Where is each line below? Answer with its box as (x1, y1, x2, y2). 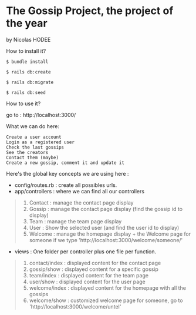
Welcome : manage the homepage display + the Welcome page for (29, 230, 191, 237)
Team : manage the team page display (29, 217, 122, 224)
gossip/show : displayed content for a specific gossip (29, 266, 158, 273)
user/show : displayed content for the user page (29, 278, 146, 285)
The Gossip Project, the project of (6, 4, 174, 18)
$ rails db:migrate (6, 79, 54, 85)
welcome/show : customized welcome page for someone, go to (29, 297, 183, 304)
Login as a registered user (6, 139, 75, 145)
